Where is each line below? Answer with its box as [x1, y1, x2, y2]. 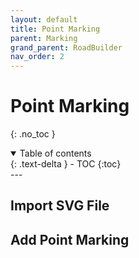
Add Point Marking [10, 231, 130, 248]
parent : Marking [10, 33, 78, 43]
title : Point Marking [10, 24, 101, 34]
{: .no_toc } [10, 128, 56, 140]
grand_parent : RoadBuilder [10, 42, 123, 53]
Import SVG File [10, 197, 110, 215]
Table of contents [19, 147, 92, 160]
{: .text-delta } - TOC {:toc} [10, 158, 122, 170]
